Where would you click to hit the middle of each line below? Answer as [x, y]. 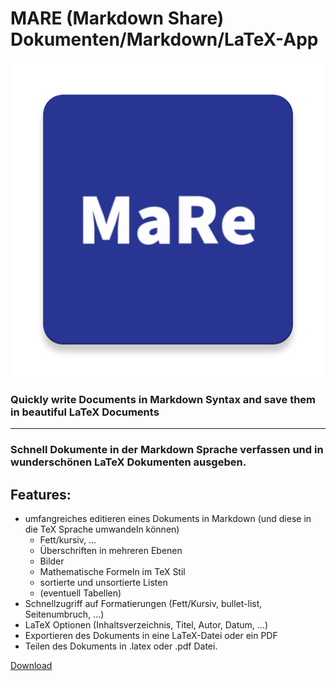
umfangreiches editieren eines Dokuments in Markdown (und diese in [168, 518]
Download [31, 665]
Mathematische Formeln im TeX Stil [112, 571]
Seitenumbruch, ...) [64, 614]
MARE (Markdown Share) [117, 18]
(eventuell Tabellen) [80, 593]
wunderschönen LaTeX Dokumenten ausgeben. [128, 462]
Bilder [52, 561]
